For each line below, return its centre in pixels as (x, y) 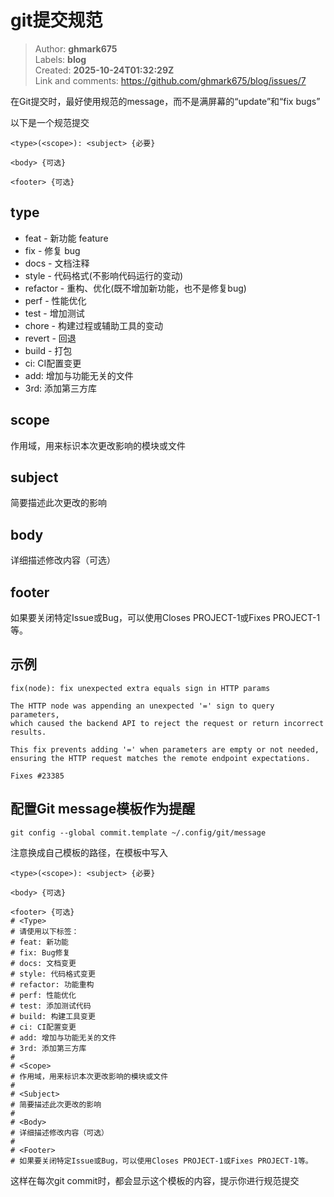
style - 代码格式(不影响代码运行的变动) (104, 275)
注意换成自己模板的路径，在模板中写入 (89, 852)
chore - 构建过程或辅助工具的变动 (93, 325)
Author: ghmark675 (76, 48)
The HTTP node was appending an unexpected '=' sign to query (142, 706)
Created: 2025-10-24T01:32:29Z (104, 70)
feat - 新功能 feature (66, 238)
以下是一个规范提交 (50, 122)
